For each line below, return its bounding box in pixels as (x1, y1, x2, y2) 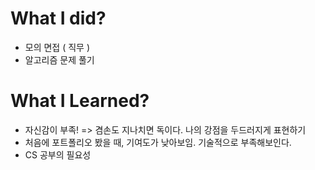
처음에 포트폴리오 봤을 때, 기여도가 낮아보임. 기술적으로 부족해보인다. (24, 136, 292, 148)
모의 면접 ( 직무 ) (24, 41, 91, 53)
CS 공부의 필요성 (24, 148, 92, 161)
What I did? (10, 7, 107, 30)
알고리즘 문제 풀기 (24, 53, 95, 66)
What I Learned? (10, 90, 150, 112)
